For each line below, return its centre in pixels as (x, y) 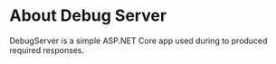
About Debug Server (88, 16)
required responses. (47, 50)
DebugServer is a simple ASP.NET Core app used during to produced (138, 41)
